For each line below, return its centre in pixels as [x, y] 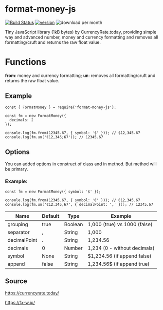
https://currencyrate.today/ [32, 293]
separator [19, 232]
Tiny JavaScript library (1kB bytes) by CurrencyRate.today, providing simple [81, 32]
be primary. [17, 169]
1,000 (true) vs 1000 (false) [120, 224]
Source [16, 281]
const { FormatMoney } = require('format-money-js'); [61, 107]
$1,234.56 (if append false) [119, 256]
